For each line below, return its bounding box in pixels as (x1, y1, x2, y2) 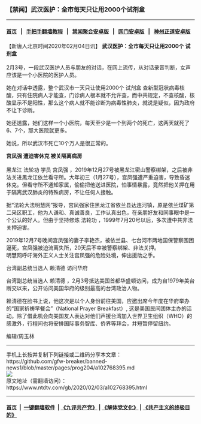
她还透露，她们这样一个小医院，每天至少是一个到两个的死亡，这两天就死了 (6, 119, 190, 127)
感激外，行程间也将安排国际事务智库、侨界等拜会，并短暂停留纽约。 (6, 320, 174, 327)
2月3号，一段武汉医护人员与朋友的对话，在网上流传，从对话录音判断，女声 (6, 64, 191, 71)
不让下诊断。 (6, 106, 38, 113)
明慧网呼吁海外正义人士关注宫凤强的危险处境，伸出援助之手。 (6, 251, 159, 258)
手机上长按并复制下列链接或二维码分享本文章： (6, 351, 121, 358)
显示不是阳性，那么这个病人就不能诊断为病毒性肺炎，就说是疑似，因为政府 (11, 99, 195, 106)
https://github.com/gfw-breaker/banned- (6, 357, 108, 365)
